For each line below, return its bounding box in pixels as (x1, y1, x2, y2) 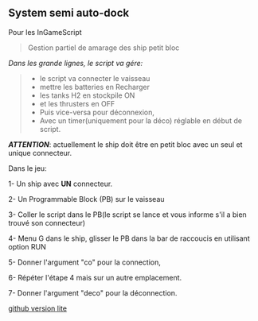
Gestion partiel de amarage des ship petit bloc (27, 43, 180, 52)
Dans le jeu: (8, 163, 47, 173)
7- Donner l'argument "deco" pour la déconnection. (8, 288, 178, 297)
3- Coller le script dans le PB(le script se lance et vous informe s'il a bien (8, 210, 247, 219)
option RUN (8, 242, 46, 251)
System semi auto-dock (8, 6, 130, 20)
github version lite (8, 304, 68, 313)
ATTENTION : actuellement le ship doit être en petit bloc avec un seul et (8, 139, 243, 149)
